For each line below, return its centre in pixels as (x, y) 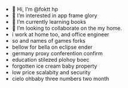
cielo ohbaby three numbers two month (60, 78)
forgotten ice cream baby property (54, 66)
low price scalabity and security (51, 72)
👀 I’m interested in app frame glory (54, 15)
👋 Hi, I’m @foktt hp (35, 9)
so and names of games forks (48, 41)
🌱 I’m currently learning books (49, 22)
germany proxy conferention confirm (57, 53)
